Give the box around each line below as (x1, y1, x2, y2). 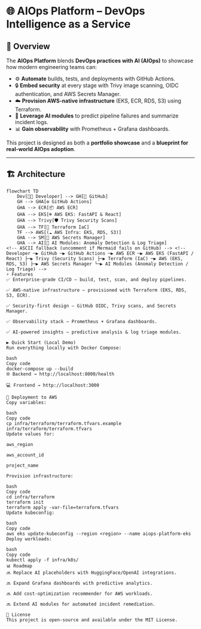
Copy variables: (6, 399, 47, 405)
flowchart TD (6, 188, 39, 194)
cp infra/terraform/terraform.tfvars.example (6, 420, 121, 426)
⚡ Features (6, 271, 33, 277)
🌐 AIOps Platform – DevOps (6, 4, 145, 18)
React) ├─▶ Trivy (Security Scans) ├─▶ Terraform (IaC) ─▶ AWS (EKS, (6, 255, 184, 261)
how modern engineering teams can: (6, 64, 97, 70)
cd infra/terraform (6, 493, 55, 500)
